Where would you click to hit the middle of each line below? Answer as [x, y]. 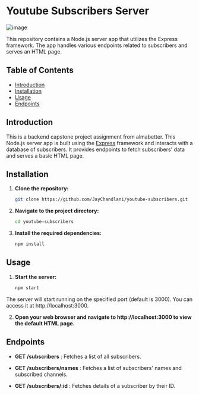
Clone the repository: [42, 189]
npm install [29, 244]
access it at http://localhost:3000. [48, 305]
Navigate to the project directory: [57, 211]
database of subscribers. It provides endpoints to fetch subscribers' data [96, 149]
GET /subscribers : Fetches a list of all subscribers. [78, 356]
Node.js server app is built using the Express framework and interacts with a [99, 143]
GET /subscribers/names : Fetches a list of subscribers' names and [98, 368]
